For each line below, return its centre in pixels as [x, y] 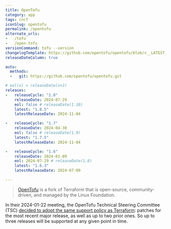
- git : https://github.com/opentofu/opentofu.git [66, 76]
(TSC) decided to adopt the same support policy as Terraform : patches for [83, 210]
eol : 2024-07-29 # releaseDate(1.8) [53, 161]
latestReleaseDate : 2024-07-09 [48, 171]
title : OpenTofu [22, 10]
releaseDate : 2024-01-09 [41, 156]
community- [142, 189]
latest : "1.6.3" [32, 166]
